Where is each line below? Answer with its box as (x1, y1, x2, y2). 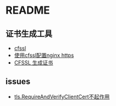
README (5, 4, 50, 17)
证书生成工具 (5, 28, 53, 38)
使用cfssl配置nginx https (14, 52, 75, 59)
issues (5, 76, 31, 86)
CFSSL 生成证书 (14, 59, 54, 66)
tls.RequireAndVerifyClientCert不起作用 (14, 93, 110, 100)
